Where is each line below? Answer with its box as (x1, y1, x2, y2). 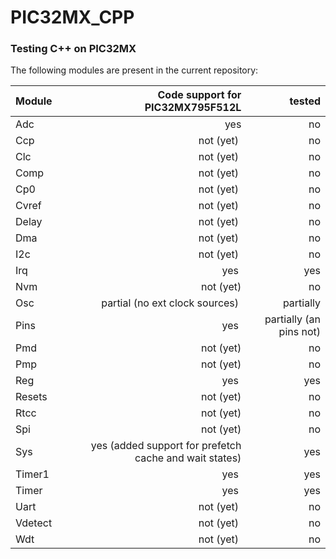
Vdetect (15, 516, 53, 530)
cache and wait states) (134, 451, 242, 465)
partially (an (264, 312, 321, 326)
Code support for (157, 88, 242, 102)
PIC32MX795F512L (144, 101, 242, 115)
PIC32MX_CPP (10, 6, 135, 29)
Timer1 (15, 467, 50, 481)
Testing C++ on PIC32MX (10, 42, 137, 56)
